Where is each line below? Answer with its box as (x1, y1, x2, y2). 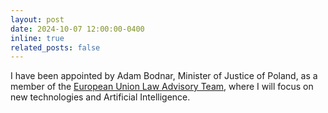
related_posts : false (10, 42, 101, 53)
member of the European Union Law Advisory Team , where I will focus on (10, 81, 314, 93)
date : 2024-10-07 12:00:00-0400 (10, 24, 145, 34)
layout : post (10, 14, 65, 25)
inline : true (10, 33, 65, 43)
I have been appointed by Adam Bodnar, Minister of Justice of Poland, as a (10, 70, 318, 82)
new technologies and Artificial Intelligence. (10, 91, 191, 103)
